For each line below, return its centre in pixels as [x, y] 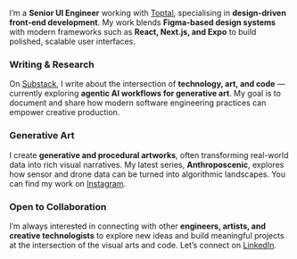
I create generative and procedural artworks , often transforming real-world [149, 155]
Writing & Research [52, 64]
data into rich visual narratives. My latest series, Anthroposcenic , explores [147, 164]
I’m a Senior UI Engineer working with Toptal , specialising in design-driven [148, 13]
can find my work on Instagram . [68, 183]
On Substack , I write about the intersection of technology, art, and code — [147, 84]
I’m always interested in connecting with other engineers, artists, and [137, 226]
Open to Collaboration [58, 206]
